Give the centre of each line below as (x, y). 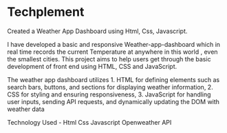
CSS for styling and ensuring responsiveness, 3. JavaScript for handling (109, 94)
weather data (26, 109)
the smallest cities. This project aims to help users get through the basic (109, 59)
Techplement (46, 12)
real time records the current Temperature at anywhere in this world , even (112, 52)
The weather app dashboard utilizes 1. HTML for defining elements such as (113, 79)
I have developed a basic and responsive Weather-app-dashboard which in (114, 44)
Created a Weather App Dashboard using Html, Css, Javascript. (97, 31)
